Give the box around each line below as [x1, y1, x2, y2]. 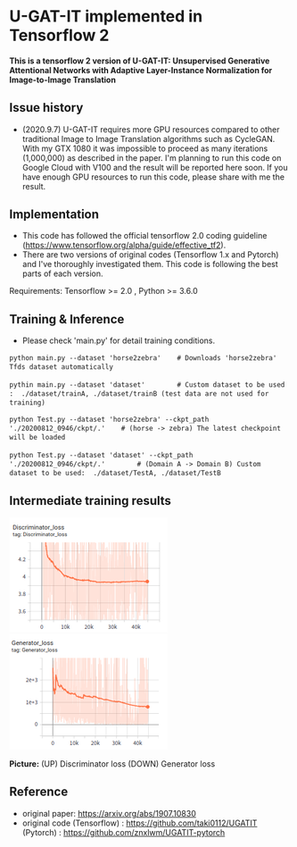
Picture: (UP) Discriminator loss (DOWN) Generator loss [9, 759, 216, 769]
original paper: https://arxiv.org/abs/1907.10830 [21, 808, 196, 818]
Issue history [9, 100, 84, 115]
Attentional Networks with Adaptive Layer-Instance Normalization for [9, 64, 273, 75]
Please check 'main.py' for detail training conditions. [21, 335, 216, 346]
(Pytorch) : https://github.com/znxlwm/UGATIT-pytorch [21, 826, 226, 837]
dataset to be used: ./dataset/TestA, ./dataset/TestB [9, 469, 221, 478]
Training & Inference [9, 311, 125, 327]
